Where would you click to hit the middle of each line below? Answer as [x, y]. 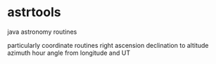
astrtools [34, 12]
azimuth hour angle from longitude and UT [69, 53]
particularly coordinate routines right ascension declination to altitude [108, 45]
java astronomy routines [42, 32]
